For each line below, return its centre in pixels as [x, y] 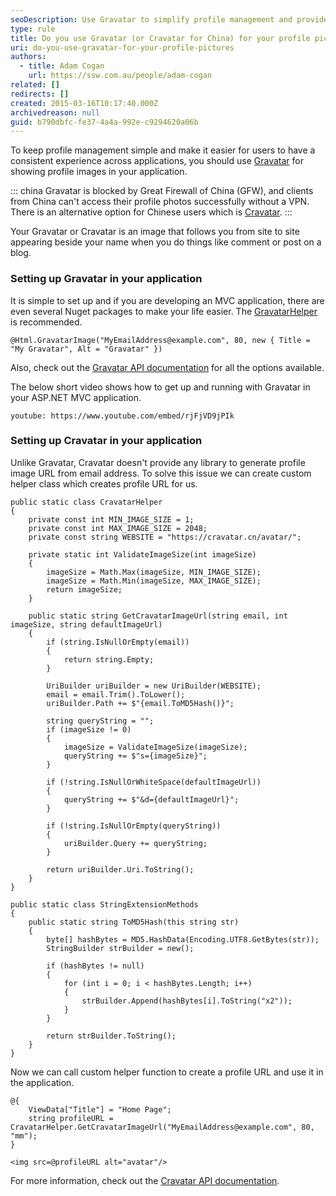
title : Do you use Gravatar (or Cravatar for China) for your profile [160, 38]
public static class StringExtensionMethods [104, 904]
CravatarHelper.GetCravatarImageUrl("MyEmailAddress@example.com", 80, [162, 1127]
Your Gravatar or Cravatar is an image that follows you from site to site [155, 232]
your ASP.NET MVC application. [76, 397]
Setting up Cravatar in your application [106, 441]
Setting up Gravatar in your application [106, 279]
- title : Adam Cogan [62, 66]
